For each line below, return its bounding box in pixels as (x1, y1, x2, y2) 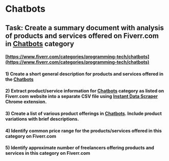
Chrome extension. (5, 99, 47, 105)
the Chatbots (5, 76, 34, 82)
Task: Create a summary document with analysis (5, 24, 164, 32)
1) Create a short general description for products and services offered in (5, 71, 163, 77)
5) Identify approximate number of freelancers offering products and (5, 145, 154, 151)
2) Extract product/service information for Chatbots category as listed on (5, 88, 164, 94)
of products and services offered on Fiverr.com (5, 31, 159, 40)
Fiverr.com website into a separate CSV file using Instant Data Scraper (5, 93, 158, 100)
